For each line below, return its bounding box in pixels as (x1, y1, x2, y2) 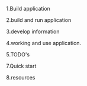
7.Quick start (6, 62, 37, 69)
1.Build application (6, 5, 50, 12)
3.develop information (6, 28, 60, 35)
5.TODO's (6, 51, 30, 58)
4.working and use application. (6, 40, 82, 46)
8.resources (6, 74, 36, 81)
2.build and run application (6, 17, 72, 23)
